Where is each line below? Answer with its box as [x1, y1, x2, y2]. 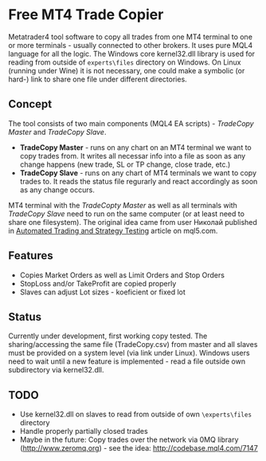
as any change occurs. [19, 185, 96, 195]
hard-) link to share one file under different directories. [8, 74, 187, 84]
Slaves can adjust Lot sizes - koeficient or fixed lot [19, 287, 186, 297]
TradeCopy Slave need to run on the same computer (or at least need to [8, 209, 245, 219]
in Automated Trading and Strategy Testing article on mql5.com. [8, 226, 218, 235]
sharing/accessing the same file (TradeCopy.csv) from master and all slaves [8, 340, 258, 349]
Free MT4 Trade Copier [8, 6, 164, 24]
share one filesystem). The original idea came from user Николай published [8, 217, 257, 227]
